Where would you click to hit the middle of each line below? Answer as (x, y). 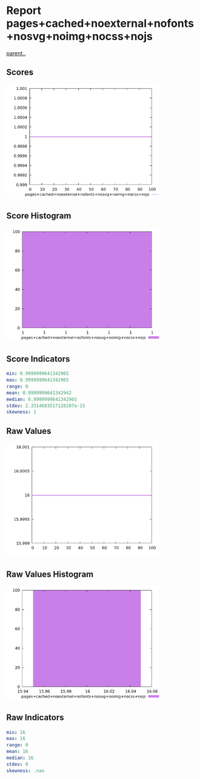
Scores (20, 73)
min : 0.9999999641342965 (38, 374)
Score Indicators (38, 359)
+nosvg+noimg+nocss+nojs (80, 36)
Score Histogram (39, 215)
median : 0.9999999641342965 (42, 399)
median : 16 (20, 758)
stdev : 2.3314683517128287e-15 (46, 406)
